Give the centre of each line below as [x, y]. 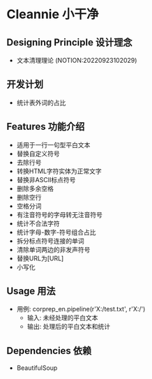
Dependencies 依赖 [49, 351]
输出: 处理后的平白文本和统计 [69, 327]
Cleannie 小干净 [53, 14]
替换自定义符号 [38, 154]
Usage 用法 [31, 291]
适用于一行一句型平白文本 [53, 144]
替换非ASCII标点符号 [46, 179]
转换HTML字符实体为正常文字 [59, 171]
